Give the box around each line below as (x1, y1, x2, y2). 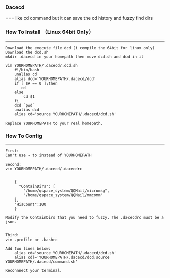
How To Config (5, 132, 43, 139)
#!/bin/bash (14, 67, 39, 72)
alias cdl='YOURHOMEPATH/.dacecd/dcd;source (14, 255, 110, 260)
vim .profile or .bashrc (5, 237, 58, 242)
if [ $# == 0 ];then (14, 81, 58, 86)
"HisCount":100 (14, 202, 47, 207)
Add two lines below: (5, 246, 51, 251)
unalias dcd (14, 107, 39, 112)
